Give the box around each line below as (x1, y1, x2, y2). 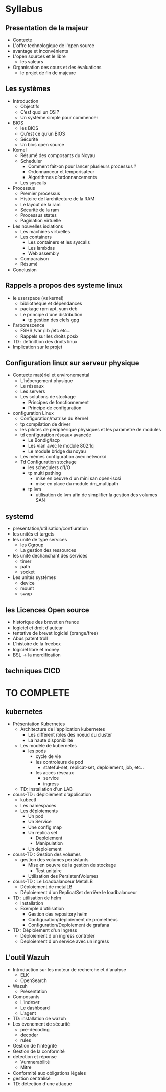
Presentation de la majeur (5, 24, 89, 32)
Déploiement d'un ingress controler (20, 933, 95, 939)
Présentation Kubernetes (12, 721, 65, 727)
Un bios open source (20, 141, 65, 147)
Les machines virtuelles (20, 228, 70, 234)
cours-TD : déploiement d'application (12, 791, 91, 798)
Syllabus (5, 3, 43, 15)
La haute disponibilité (28, 737, 73, 743)
